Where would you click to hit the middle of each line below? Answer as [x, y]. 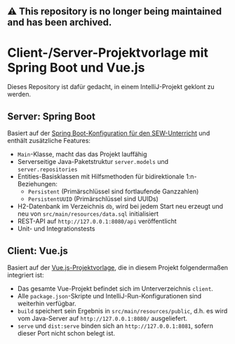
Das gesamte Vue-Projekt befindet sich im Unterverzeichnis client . [115, 288]
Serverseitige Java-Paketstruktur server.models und [93, 162]
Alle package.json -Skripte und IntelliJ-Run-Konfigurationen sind [109, 296]
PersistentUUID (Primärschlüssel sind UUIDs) [93, 199]
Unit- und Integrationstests [56, 229]
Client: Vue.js [38, 250]
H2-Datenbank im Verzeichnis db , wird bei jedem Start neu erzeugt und [120, 207]
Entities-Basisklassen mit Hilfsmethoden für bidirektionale [101, 177]
